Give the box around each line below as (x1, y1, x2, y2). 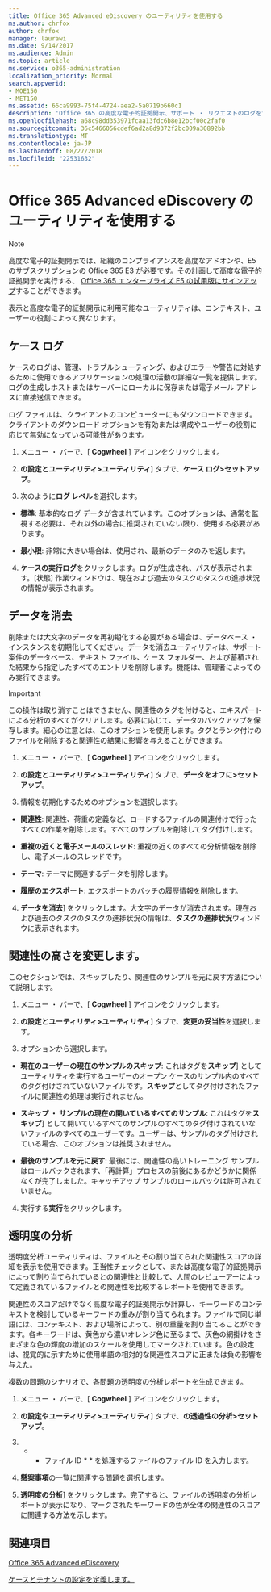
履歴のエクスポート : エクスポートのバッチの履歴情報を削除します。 (19, 886, 243, 895)
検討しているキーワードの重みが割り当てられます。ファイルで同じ (35, 1309, 255, 1319)
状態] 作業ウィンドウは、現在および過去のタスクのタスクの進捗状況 (35, 573, 261, 582)
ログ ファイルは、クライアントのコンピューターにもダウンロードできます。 (8, 409, 256, 419)
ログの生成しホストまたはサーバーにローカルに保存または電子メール (8, 383, 235, 392)
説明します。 (15, 982, 58, 991)
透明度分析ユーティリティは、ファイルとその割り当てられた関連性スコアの (8, 1252, 255, 1262)
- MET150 (8, 94, 38, 103)
